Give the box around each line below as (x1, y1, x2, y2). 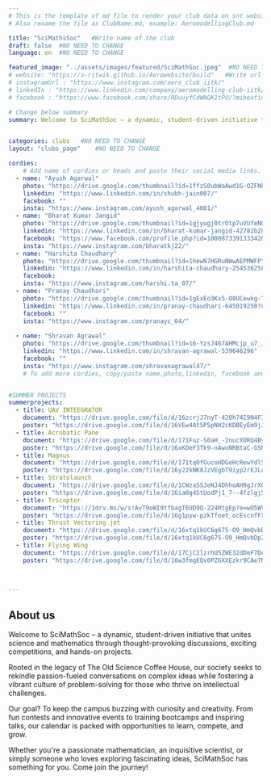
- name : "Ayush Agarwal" (15, 174, 99, 182)
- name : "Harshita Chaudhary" (15, 250, 117, 258)
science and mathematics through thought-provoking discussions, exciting (8, 639, 256, 648)
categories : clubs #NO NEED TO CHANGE (8, 137, 147, 145)
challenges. (8, 688, 47, 698)
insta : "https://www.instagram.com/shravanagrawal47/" (23, 362, 211, 370)
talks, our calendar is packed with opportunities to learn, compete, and (8, 721, 244, 731)
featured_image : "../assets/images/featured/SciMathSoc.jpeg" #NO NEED (8, 64, 258, 72)
